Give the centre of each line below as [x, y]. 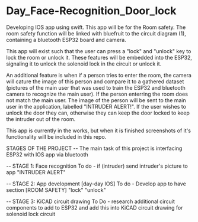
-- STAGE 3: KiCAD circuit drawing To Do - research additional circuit [90, 201]
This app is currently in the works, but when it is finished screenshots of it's [99, 130]
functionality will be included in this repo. [56, 136]
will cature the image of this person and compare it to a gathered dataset [95, 81]
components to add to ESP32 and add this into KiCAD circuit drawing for [95, 207]
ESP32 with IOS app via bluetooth [47, 154]
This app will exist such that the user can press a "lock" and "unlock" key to [99, 51]
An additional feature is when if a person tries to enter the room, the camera [99, 75]
